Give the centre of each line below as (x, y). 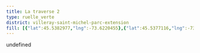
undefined (19, 45)
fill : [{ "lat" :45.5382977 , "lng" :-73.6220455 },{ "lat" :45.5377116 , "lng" (96, 28)
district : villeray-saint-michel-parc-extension (68, 22)
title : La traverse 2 (33, 11)
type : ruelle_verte (30, 17)
